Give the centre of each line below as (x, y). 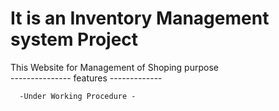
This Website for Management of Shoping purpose (114, 67)
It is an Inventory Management (140, 18)
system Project (74, 39)
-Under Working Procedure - (78, 96)
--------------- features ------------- (86, 78)
